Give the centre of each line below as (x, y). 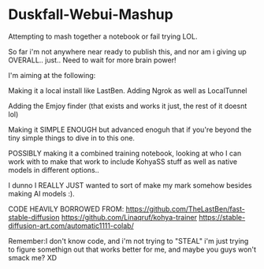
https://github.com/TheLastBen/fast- (186, 209)
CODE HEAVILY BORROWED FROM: (66, 209)
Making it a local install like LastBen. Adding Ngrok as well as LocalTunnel (128, 90)
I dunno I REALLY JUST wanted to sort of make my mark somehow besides (130, 185)
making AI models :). (41, 193)
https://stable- (222, 217)
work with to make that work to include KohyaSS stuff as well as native (123, 161)
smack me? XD (33, 257)
